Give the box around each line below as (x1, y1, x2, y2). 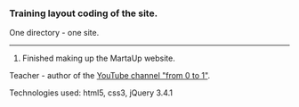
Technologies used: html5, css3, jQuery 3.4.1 (9, 87, 174, 98)
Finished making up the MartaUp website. (21, 53, 175, 64)
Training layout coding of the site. (9, 7, 158, 20)
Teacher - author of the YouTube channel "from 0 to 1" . (9, 70, 211, 81)
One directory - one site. (9, 28, 100, 38)
